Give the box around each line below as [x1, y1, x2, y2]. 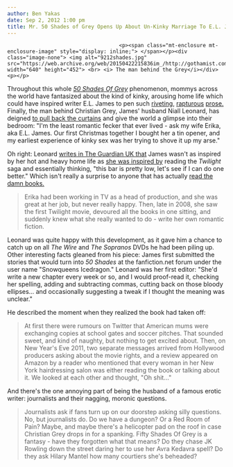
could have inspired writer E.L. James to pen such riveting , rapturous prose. [7, 99, 224, 108]
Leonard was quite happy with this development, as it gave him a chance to [7, 236, 223, 244]
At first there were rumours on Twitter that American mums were [24, 322, 209, 330]
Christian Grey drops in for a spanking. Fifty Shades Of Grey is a [24, 430, 208, 439]
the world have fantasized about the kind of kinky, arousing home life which [7, 92, 223, 101]
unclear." [7, 295, 33, 303]
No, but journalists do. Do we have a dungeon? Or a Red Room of [24, 415, 210, 424]
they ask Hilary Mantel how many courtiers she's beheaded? [24, 452, 198, 461]
